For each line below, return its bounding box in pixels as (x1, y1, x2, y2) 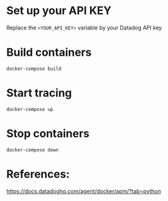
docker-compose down (6, 146, 59, 153)
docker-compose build (6, 66, 62, 72)
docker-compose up (6, 106, 53, 112)
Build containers (6, 45, 92, 59)
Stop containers (6, 127, 90, 140)
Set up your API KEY (6, 4, 112, 18)
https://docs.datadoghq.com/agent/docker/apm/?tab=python (6, 188, 161, 195)
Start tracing (6, 86, 72, 100)
